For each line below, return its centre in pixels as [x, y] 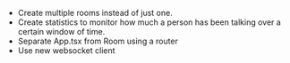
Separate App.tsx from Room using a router [98, 41]
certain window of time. [61, 31]
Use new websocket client [66, 51]
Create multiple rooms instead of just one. [95, 13]
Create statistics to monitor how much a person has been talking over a [149, 22]
